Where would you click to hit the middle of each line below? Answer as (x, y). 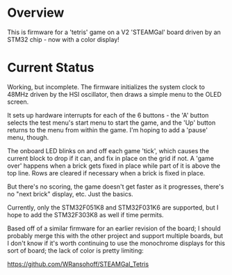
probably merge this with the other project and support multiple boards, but (115, 235)
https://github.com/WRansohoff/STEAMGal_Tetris (78, 264)
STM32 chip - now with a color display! (63, 39)
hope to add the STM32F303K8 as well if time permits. (86, 214)
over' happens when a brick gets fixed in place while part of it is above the (114, 166)
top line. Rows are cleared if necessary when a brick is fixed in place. (106, 173)
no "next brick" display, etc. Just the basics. (70, 194)
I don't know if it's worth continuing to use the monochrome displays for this (116, 243)
